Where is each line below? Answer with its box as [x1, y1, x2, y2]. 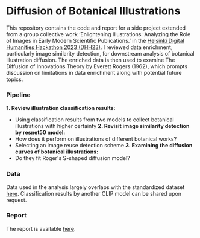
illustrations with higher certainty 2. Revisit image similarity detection [14, 123, 190, 130]
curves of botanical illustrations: [14, 148, 99, 155]
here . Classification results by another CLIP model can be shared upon [6, 190, 182, 197]
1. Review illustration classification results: [6, 105, 116, 112]
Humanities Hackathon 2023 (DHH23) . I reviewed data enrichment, [6, 43, 173, 51]
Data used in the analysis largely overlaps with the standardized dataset [6, 183, 185, 191]
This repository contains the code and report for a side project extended [6, 24, 186, 31]
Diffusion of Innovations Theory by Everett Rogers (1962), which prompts [6, 62, 188, 70]
